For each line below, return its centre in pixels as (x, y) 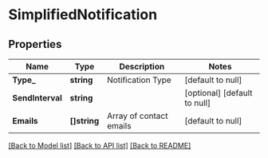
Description (142, 67)
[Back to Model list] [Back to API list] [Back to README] (100, 146)
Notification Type (139, 80)
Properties (35, 44)
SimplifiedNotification (83, 15)
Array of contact (137, 116)
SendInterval (37, 98)
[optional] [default (219, 93)
